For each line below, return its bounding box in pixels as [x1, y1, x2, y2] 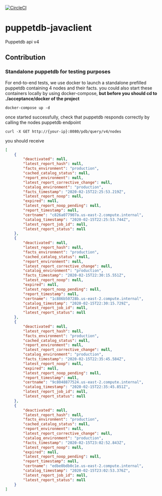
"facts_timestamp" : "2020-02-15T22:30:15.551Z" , [23, 273, 126, 278]
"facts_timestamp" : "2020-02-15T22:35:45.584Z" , [23, 356, 126, 361]
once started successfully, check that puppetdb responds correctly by [5, 114, 150, 120]
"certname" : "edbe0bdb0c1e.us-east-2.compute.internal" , [23, 463, 144, 468]
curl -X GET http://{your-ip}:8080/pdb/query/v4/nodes [5, 129, 122, 134]
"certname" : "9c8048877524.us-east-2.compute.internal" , [23, 380, 144, 385]
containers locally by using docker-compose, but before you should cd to [5, 90, 158, 96]
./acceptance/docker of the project [5, 95, 80, 101]
